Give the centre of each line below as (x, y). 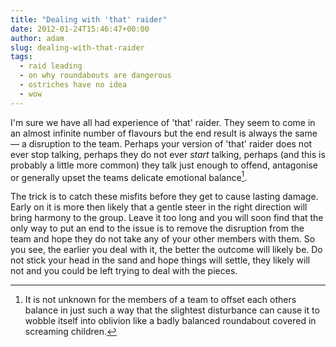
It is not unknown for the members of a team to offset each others (160, 300)
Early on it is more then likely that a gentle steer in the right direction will (159, 207)
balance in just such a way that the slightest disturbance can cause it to (172, 310)
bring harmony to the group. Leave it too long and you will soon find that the (167, 218)
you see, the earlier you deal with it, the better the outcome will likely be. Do (166, 250)
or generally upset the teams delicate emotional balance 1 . (129, 176)
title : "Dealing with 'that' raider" (89, 19)
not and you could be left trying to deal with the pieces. (124, 271)
